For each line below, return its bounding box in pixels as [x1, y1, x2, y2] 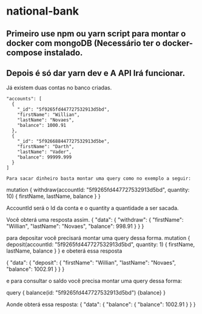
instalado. [44, 47, 83, 58]
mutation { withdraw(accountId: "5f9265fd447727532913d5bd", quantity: [6, 186, 190, 194]
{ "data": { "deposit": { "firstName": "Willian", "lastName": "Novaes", [6, 259, 176, 267]
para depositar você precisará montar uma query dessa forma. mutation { [6, 234, 190, 242]
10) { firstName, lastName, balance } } [6, 193, 101, 200]
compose [6, 47, 42, 58]
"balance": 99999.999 [17, 154, 72, 160]
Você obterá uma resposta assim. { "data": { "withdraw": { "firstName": [6, 216, 184, 224]
